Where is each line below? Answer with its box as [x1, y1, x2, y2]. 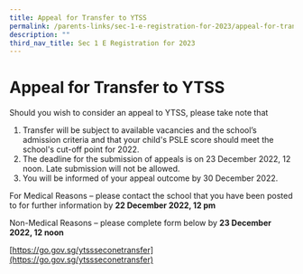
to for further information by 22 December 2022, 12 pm [9, 200, 216, 211]
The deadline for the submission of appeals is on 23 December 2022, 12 [22, 154, 291, 165]
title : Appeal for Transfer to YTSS [9, 13, 147, 23]
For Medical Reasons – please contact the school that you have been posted [9, 191, 293, 202]
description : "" [9, 30, 70, 39]
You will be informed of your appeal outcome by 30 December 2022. [22, 173, 279, 184]
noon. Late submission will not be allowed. [22, 164, 180, 175]
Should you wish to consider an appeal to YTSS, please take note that [9, 108, 269, 118]
